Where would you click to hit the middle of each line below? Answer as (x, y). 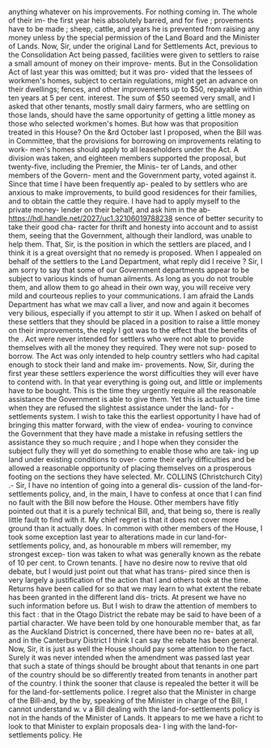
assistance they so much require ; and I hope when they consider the (123, 442)
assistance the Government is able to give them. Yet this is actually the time (134, 399)
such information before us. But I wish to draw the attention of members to (133, 606)
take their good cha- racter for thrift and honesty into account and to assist (133, 227)
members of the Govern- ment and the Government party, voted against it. (133, 175)
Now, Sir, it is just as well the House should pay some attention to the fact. (131, 649)
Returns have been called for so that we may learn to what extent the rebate (135, 588)
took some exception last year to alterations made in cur (102, 537)
